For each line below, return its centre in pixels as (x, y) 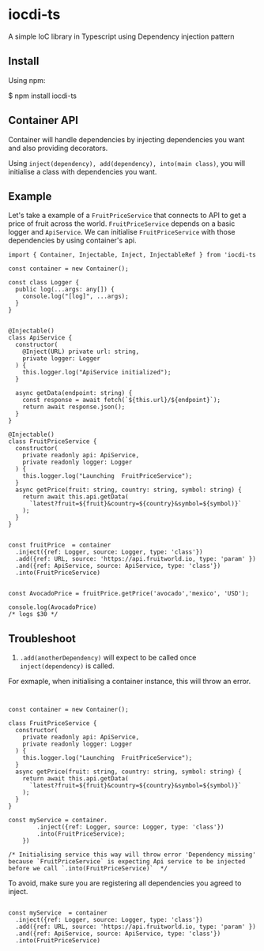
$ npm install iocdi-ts (43, 96)
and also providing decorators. (58, 148)
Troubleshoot (42, 639)
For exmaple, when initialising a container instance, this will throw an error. (130, 682)
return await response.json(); (74, 407)
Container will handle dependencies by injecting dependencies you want (126, 139)
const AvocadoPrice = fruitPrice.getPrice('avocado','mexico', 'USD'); (128, 594)
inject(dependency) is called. (67, 666)
